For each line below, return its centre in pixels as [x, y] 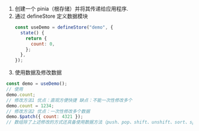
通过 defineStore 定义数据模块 [51, 16]
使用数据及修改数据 [38, 72]
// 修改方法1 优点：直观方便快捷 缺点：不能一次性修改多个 [69, 100]
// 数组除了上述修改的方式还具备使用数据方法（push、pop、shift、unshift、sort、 [98, 122]
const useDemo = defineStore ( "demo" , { [64, 27]
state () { [32, 33]
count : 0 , [43, 44]
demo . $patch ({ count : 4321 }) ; [45, 117]
